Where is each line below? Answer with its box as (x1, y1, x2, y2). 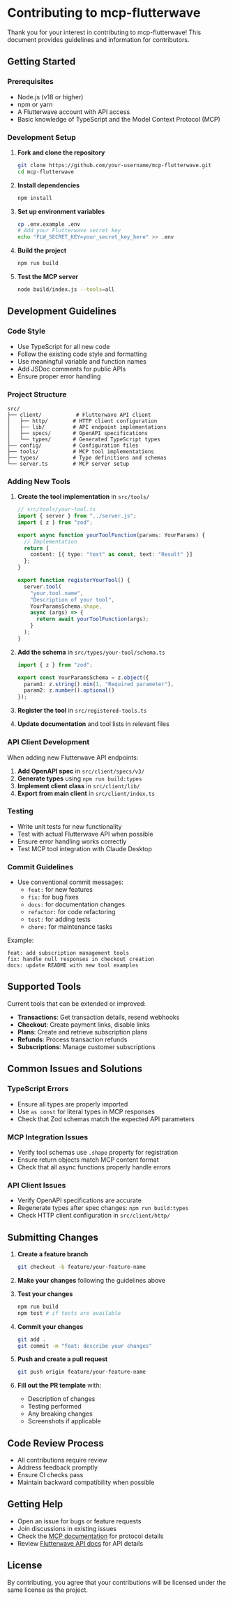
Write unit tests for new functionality (17, 822, 122, 830)
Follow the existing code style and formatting (17, 350, 147, 358)
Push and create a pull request (17, 1355, 108, 1363)
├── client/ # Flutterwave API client (7, 411, 151, 418)
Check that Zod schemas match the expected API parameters (17, 1114, 195, 1123)
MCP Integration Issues (7, 1132, 89, 1141)
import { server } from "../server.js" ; (17, 513, 137, 520)
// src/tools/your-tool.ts (17, 506, 96, 513)
